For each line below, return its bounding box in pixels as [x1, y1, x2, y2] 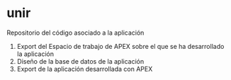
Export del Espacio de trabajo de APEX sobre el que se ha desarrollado [16, 42, 225, 50]
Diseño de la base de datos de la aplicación [16, 57, 145, 65]
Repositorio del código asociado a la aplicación [6, 28, 145, 37]
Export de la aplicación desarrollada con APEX [16, 64, 153, 73]
